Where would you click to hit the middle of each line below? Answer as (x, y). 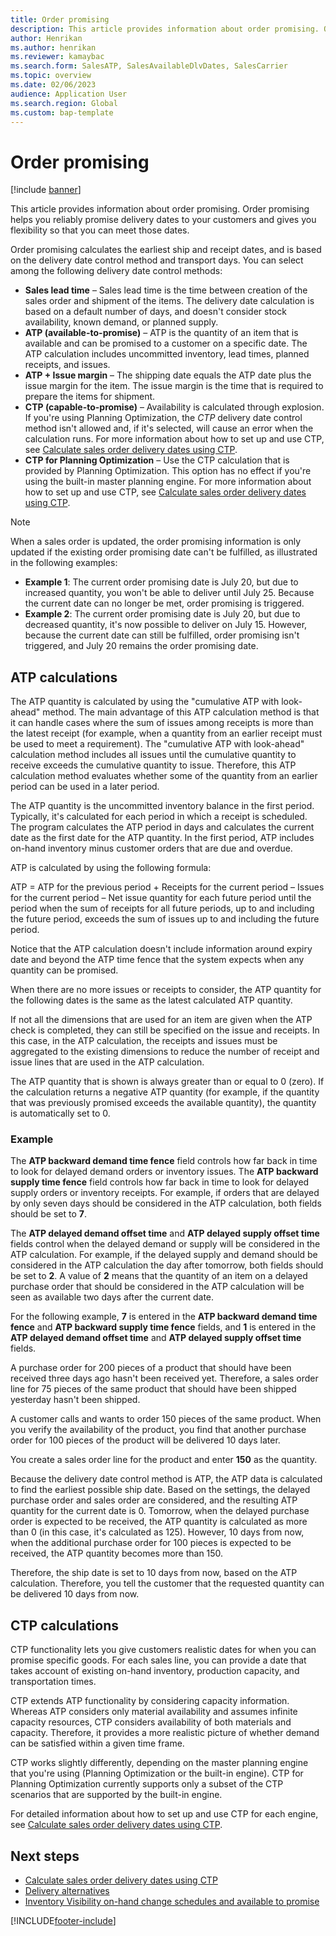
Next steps (45, 1856)
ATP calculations (64, 677)
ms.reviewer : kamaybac (57, 57)
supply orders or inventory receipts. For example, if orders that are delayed (165, 1193)
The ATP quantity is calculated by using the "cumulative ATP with (145, 702)
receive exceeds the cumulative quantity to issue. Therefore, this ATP (153, 765)
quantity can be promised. (64, 970)
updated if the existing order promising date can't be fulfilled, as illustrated (164, 552)
